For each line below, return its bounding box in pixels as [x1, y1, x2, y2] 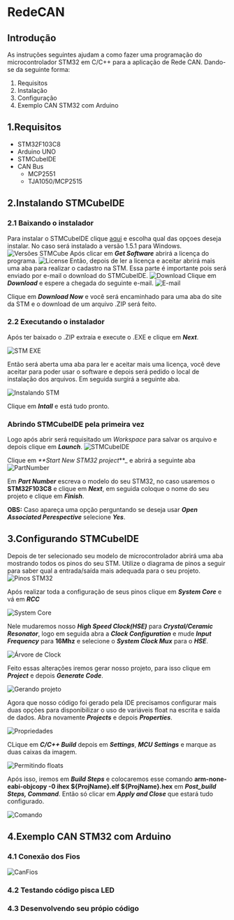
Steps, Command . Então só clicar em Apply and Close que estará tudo [7, 789, 214, 798]
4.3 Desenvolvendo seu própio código [7, 904, 140, 914]
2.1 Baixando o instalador [7, 218, 94, 228]
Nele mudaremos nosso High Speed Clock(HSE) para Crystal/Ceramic [7, 622, 213, 630]
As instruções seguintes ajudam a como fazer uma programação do [7, 50, 203, 59]
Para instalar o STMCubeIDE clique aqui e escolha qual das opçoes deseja [7, 234, 221, 242]
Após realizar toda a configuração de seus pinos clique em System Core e [7, 587, 222, 596]
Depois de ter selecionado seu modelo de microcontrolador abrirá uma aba [7, 551, 224, 560]
